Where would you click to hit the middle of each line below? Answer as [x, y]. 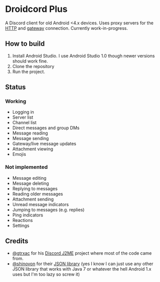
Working [16, 101]
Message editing [29, 178]
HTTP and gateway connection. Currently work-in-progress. [67, 28]
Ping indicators [28, 215]
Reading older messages [38, 194]
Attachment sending [33, 199]
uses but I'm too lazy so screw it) [46, 274]
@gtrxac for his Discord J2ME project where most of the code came [82, 253]
